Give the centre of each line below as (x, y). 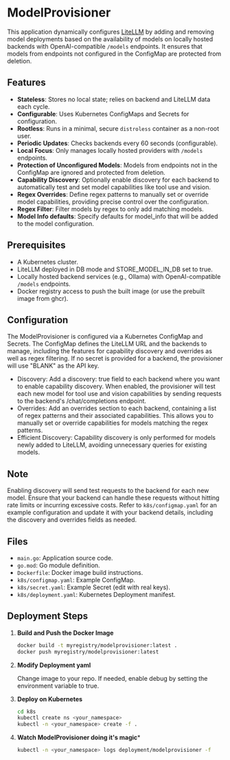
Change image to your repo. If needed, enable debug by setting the (112, 678)
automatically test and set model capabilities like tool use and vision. (114, 187)
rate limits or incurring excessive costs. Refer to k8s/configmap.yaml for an (112, 505)
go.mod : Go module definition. (59, 565)
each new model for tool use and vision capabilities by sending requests (119, 394)
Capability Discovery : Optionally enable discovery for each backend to (118, 180)
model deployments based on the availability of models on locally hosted (110, 39)
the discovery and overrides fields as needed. (72, 520)
